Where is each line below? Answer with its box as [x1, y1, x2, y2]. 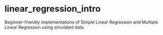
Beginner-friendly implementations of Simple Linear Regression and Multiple [4, 19, 158, 25]
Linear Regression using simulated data [4, 24, 84, 30]
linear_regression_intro [4, 3, 101, 14]
